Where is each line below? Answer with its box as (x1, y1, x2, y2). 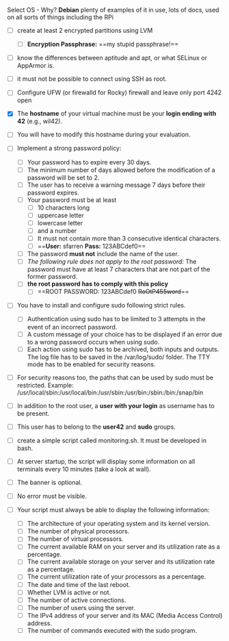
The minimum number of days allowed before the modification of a (27, 166, 215, 174)
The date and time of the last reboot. (27, 580, 131, 588)
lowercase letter (37, 218, 83, 227)
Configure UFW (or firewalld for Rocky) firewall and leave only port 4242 (16, 88, 222, 97)
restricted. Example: (16, 381, 74, 389)
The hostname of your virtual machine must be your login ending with (16, 110, 217, 118)
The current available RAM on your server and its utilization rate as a (27, 542, 220, 551)
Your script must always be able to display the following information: (16, 506, 210, 514)
